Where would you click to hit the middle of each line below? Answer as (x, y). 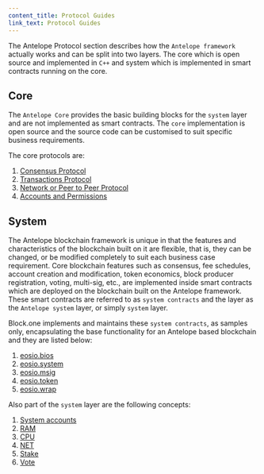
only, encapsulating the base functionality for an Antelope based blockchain (132, 332)
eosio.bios (36, 356)
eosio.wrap (38, 389)
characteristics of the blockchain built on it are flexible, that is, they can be (130, 249)
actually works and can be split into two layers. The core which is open (124, 54)
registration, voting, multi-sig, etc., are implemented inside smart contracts (130, 283)
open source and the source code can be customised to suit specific (120, 132)
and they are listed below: (50, 340)
